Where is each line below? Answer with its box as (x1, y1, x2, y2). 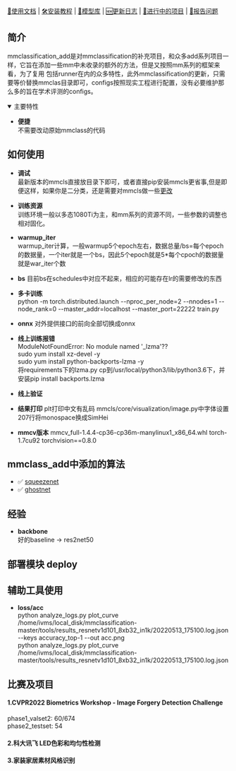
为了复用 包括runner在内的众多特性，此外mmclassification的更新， (19, 69, 213, 78)
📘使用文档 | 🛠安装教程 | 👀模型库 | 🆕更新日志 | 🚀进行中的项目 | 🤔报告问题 (7, 7, 218, 15)
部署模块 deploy (7, 558, 77, 570)
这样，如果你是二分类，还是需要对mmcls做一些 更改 (23, 186, 173, 195)
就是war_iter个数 (17, 259, 66, 268)
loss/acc (17, 604, 44, 612)
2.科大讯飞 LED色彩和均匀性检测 (7, 739, 101, 747)
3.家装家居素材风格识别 (7, 756, 75, 765)
